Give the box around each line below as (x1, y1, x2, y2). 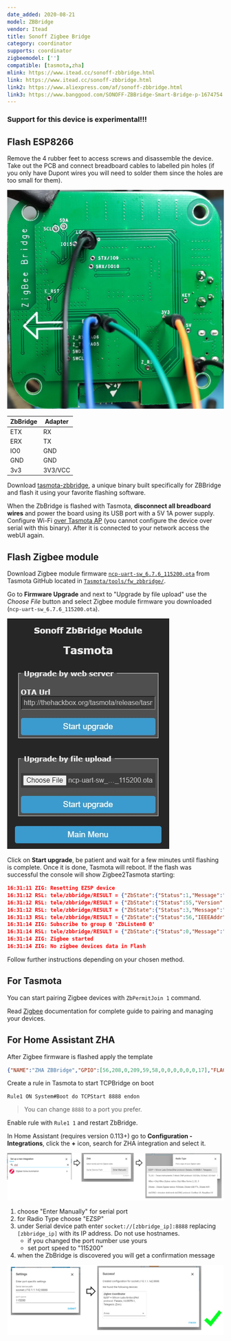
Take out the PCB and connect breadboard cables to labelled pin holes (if (7, 161, 214, 170)
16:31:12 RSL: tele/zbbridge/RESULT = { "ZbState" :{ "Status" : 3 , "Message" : (7, 906, 223, 913)
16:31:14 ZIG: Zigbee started (7, 936, 94, 943)
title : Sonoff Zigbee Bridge (7, 33, 91, 40)
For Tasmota (7, 975, 62, 987)
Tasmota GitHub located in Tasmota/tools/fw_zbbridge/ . (7, 577, 166, 585)
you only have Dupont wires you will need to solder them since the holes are (7, 169, 223, 177)
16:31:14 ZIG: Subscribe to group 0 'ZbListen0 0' (7, 921, 155, 928)
